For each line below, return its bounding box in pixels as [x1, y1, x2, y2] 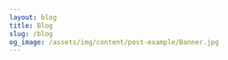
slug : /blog [9, 29, 53, 38]
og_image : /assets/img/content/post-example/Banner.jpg [9, 37, 219, 47]
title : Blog [9, 21, 53, 30]
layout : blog [9, 12, 57, 22]
